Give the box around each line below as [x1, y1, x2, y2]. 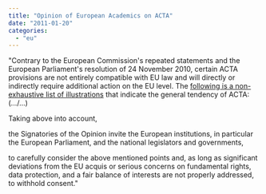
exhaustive [8, 89, 45, 100]
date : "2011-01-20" [8, 19, 73, 27]
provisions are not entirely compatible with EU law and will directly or [8, 73, 236, 82]
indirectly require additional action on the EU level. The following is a [8, 81, 234, 91]
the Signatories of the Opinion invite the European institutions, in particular [8, 129, 254, 139]
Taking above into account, [8, 113, 97, 124]
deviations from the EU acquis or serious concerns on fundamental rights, [8, 161, 252, 172]
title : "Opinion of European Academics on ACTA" [8, 11, 173, 20]
